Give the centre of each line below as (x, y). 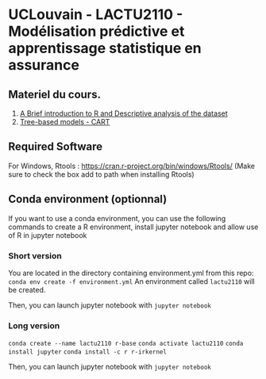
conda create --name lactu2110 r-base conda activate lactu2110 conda (126, 344)
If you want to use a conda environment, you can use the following (117, 218)
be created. (27, 289)
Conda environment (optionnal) (88, 199)
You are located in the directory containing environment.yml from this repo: (131, 273)
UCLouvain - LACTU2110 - (96, 15)
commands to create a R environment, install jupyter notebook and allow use (133, 227)
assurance (44, 65)
